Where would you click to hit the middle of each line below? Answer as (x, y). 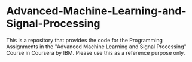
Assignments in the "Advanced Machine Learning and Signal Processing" (96, 46)
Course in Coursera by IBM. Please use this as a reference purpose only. (96, 52)
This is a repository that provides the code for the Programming (85, 40)
